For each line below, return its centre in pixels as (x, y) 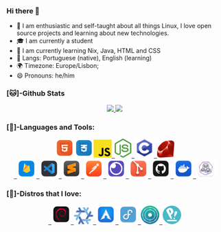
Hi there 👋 (23, 11)
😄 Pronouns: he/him (45, 76)
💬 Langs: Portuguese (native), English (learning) (84, 58)
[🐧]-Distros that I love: (44, 194)
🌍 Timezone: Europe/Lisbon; (57, 66)
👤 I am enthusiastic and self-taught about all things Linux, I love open (114, 26)
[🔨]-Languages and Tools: (51, 127)
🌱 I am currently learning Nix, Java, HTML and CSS (88, 51)
